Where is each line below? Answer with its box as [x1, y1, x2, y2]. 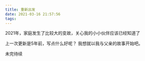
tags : [5, 16, 16, 21]
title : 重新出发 [5, 7, 36, 12]
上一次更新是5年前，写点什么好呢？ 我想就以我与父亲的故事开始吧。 [5, 41, 143, 46]
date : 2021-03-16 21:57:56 [5, 12, 61, 17]
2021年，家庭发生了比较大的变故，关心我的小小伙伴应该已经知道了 [5, 30, 141, 36]
